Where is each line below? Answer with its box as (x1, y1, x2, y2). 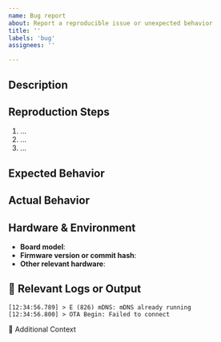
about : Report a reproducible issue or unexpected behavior (8, 19, 214, 27)
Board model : (19, 241, 66, 252)
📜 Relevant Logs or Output (8, 282, 142, 296)
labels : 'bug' (8, 34, 56, 42)
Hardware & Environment (8, 221, 136, 234)
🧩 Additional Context (8, 324, 76, 334)
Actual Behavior (8, 193, 90, 208)
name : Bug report (8, 11, 66, 20)
